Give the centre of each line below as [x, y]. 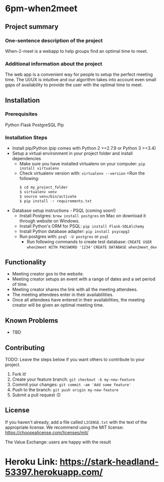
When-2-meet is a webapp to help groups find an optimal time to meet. [76, 51]
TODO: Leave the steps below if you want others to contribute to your [75, 360]
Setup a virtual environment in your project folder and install [72, 153]
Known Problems [32, 320]
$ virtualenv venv [38, 192]
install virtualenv [39, 169]
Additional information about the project [54, 64]
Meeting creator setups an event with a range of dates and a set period [84, 279]
